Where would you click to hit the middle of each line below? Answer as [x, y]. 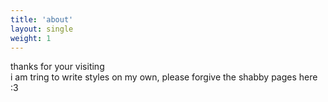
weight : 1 [31, 38]
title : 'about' [42, 19]
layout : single [42, 29]
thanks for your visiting [57, 67]
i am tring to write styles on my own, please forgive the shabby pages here [164, 77]
